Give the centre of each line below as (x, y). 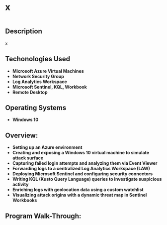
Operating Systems (36, 108)
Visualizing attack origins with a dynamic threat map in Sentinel (80, 195)
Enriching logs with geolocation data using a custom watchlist (78, 190)
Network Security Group (38, 76)
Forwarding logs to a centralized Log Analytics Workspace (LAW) (81, 169)
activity (20, 184)
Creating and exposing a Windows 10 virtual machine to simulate (81, 153)
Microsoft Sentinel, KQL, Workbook (49, 87)
